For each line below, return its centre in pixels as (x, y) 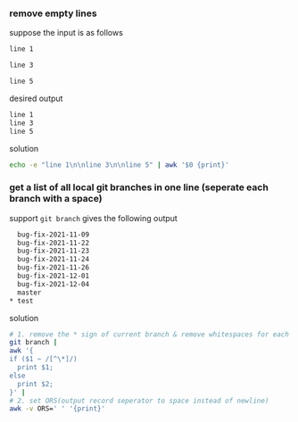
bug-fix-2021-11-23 (54, 251)
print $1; (35, 368)
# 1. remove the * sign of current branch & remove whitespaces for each (149, 334)
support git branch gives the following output (94, 218)
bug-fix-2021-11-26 (54, 268)
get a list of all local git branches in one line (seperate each (139, 187)
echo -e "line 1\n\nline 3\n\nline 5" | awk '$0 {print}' (119, 165)
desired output (36, 98)
